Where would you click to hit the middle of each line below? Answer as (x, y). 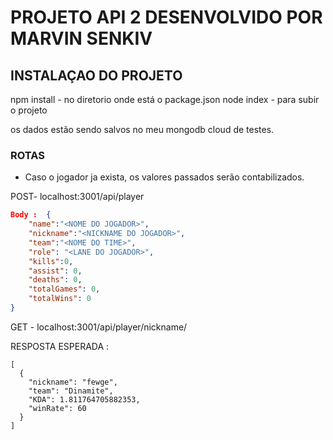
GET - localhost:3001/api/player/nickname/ (99, 327)
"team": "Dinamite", (71, 391)
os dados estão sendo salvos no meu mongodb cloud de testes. (142, 129)
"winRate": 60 (57, 408)
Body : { (31, 215)
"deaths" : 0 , (55, 280)
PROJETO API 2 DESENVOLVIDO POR (166, 17)
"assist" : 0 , (55, 271)
